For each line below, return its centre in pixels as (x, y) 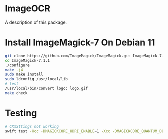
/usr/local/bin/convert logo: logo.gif (47, 88)
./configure (17, 65)
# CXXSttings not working (32, 126)
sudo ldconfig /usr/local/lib (37, 79)
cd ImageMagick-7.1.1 (28, 60)
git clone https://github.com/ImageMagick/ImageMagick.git (68, 56)
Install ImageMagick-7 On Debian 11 (80, 43)
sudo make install (24, 75)
